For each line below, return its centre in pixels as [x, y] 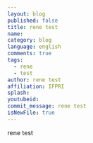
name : [15, 34]
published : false [33, 21]
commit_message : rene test [47, 106]
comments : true [30, 54]
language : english [34, 47]
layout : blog [26, 14]
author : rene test [34, 80]
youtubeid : [23, 100]
